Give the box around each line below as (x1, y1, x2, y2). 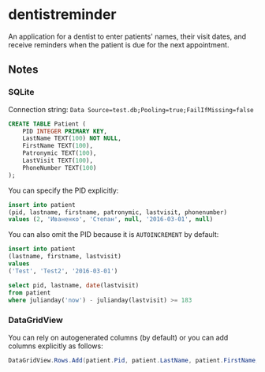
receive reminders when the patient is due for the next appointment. (8, 39, 230, 49)
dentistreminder (8, 6, 117, 24)
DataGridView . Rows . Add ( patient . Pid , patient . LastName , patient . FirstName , (8, 356, 259, 364)
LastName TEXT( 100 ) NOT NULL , (22, 134, 122, 143)
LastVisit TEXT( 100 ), (22, 156, 93, 164)
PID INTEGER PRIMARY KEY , (22, 127, 108, 135)
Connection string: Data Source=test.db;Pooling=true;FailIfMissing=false (8, 104, 254, 114)
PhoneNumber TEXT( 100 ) (22, 163, 97, 171)
